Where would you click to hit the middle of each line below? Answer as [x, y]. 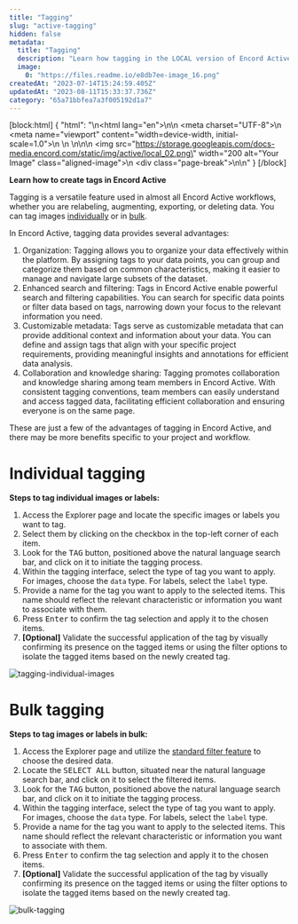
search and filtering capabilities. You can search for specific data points [153, 297]
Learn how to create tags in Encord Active [88, 180]
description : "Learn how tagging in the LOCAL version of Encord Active [154, 59]
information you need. [63, 317]
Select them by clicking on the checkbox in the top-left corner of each [150, 534]
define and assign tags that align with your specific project [129, 345]
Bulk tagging [57, 710]
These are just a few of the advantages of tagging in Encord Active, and [141, 428]
